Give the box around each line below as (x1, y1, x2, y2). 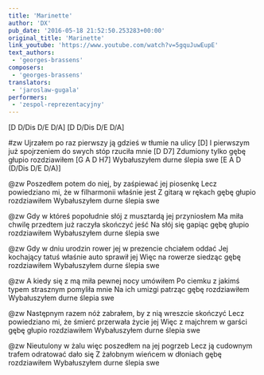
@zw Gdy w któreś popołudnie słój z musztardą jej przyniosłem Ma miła (8, 211, 244, 221)
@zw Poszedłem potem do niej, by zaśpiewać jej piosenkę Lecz (8, 179, 217, 188)
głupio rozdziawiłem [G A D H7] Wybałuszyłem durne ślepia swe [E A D (8, 155, 242, 164)
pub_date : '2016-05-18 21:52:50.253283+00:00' (8, 26, 165, 34)
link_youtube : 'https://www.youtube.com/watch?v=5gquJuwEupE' (8, 41, 219, 49)
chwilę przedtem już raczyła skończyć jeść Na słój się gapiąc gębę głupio (8, 220, 250, 230)
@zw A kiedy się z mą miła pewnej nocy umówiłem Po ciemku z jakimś (8, 276, 240, 286)
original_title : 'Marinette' (8, 34, 105, 42)
